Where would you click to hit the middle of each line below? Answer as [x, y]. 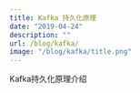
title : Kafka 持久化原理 [53, 18]
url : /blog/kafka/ [44, 43]
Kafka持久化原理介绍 [48, 79]
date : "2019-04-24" [46, 26]
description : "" [40, 35]
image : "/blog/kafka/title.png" [70, 52]
